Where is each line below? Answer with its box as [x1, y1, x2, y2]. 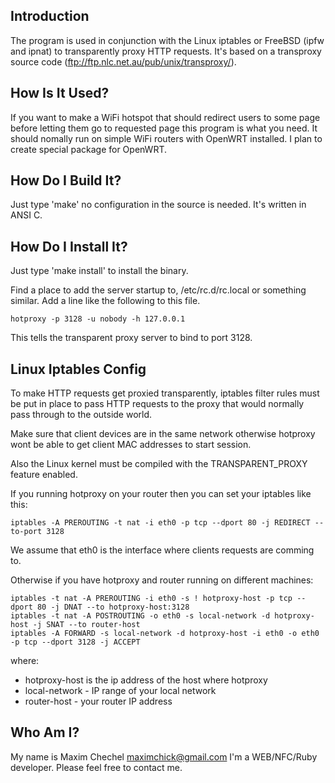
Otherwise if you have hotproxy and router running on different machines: [10, 574, 314, 586]
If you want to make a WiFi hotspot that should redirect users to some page [10, 111, 321, 123]
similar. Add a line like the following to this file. [10, 295, 201, 307]
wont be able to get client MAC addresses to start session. [10, 439, 252, 451]
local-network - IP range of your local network [24, 685, 217, 697]
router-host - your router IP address [24, 695, 173, 708]
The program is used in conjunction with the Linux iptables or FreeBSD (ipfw [10, 34, 325, 46]
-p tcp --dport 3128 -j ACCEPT [10, 637, 141, 648]
